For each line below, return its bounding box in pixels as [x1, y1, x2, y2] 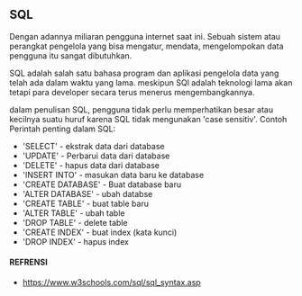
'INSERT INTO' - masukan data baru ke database [22, 169, 205, 180]
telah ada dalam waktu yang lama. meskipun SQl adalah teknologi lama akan [9, 76, 293, 88]
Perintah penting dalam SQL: [9, 123, 116, 134]
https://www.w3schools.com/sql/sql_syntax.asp [22, 277, 201, 288]
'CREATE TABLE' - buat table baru [22, 198, 149, 209]
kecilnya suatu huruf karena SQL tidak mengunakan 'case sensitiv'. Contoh [9, 113, 288, 124]
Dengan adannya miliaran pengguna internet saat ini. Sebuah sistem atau [9, 31, 281, 41]
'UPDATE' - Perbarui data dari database [22, 150, 170, 161]
